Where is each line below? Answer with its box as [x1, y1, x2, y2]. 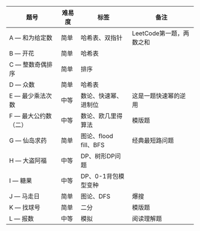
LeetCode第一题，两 [132, 29, 189, 38]
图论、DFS [80, 192, 111, 200]
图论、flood [80, 132, 114, 140]
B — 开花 [9, 49, 35, 57]
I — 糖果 [9, 177, 32, 185]
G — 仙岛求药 [9, 136, 47, 145]
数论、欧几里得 [80, 112, 123, 120]
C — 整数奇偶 [9, 61, 47, 68]
